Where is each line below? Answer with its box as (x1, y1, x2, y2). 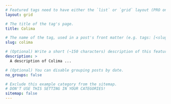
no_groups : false (5, 72, 42, 78)
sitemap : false (5, 91, 38, 96)
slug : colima (5, 40, 33, 45)
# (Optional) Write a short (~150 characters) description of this (5, 49, 152, 54)
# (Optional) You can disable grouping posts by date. (5, 67, 124, 73)
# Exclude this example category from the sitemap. (5, 82, 117, 87)
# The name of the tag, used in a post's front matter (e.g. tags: (5, 35, 152, 41)
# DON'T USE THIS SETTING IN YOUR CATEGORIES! (5, 86, 106, 91)
